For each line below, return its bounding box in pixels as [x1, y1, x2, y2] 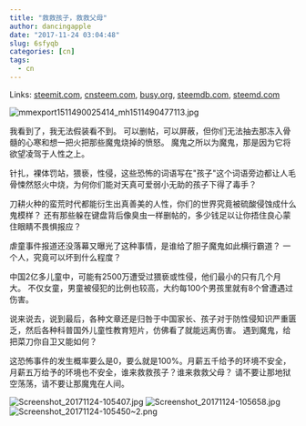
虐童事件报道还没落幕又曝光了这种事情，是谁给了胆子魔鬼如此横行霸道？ [9, 240, 280, 251]
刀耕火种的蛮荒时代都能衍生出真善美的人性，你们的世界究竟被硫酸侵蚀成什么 [9, 198, 297, 209]
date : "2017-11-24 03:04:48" [9, 30, 120, 39]
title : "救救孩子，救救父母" [9, 13, 107, 23]
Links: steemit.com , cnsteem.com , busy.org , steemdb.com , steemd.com [9, 88, 280, 100]
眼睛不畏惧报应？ [16, 220, 82, 232]
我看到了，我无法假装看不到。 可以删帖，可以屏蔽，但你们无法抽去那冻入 [9, 125, 283, 137]
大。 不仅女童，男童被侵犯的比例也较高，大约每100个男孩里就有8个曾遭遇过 [9, 282, 293, 293]
